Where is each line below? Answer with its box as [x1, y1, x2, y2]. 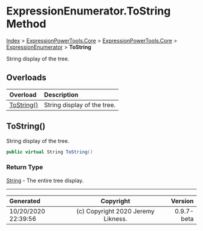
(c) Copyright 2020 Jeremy [76, 207, 155, 215]
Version [170, 197, 194, 205]
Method [6, 17, 47, 31]
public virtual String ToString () [6, 149, 94, 155]
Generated [9, 197, 40, 205]
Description [44, 90, 79, 99]
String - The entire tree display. [6, 177, 84, 184]
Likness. [103, 214, 127, 223]
